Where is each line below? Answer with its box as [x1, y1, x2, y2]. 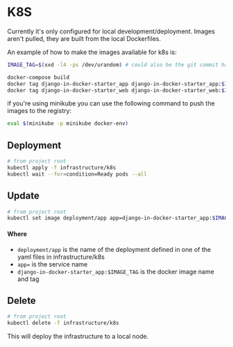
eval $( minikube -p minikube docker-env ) [7, 120, 129, 127]
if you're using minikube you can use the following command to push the [7, 99, 215, 108]
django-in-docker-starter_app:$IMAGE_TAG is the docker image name [17, 267, 215, 276]
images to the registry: [7, 107, 71, 115]
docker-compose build [7, 74, 70, 81]
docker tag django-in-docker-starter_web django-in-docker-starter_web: [7, 87, 222, 94]
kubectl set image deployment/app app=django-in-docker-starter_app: [7, 214, 213, 222]
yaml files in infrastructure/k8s [17, 253, 105, 261]
